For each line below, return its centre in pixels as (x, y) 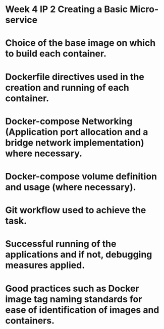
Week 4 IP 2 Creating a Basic (67, 9)
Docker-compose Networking (69, 121)
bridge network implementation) (75, 143)
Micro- (144, 9)
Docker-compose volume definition (81, 176)
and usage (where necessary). (71, 187)
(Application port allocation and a (77, 132)
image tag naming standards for (74, 299)
